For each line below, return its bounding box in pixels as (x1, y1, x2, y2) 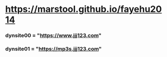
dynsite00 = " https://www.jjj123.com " (5, 32, 102, 39)
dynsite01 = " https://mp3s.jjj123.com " (5, 45, 102, 52)
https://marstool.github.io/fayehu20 (5, 3, 162, 15)
